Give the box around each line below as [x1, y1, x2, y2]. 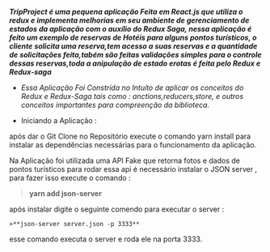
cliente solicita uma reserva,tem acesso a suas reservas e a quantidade [9, 41, 258, 51]
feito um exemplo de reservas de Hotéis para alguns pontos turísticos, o [9, 32, 257, 42]
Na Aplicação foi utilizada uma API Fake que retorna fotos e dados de [9, 156, 241, 165]
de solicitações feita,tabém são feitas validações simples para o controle [9, 50, 262, 59]
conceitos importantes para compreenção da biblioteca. [20, 100, 209, 109]
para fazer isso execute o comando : [9, 173, 132, 182]
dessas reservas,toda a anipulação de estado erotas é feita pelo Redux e [9, 58, 261, 68]
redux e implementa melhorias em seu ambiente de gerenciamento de [9, 15, 250, 25]
